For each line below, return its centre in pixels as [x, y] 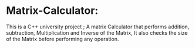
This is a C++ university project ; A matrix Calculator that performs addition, [98, 27]
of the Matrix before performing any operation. [63, 39]
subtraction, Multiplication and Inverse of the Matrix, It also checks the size [97, 32]
